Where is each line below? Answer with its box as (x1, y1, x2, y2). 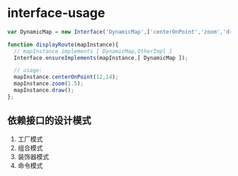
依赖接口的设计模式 (7, 115, 91, 127)
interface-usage (7, 5, 106, 21)
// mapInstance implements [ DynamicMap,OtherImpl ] (13, 47, 173, 54)
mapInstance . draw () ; (13, 87, 74, 94)
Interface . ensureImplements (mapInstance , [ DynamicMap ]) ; (13, 54, 189, 61)
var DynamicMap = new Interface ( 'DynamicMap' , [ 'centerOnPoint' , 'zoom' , (7, 28, 223, 35)
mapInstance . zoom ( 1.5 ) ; (13, 80, 84, 88)
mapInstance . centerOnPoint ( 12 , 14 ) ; (13, 74, 119, 81)
